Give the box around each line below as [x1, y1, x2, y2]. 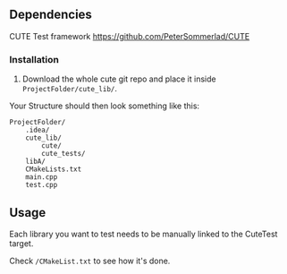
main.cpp [25, 173, 58, 182]
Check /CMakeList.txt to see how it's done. [9, 255, 171, 266]
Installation [9, 53, 60, 65]
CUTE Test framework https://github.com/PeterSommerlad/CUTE [9, 30, 250, 41]
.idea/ [25, 125, 50, 135]
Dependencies [9, 7, 92, 22]
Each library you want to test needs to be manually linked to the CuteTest [9, 228, 278, 239]
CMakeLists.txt [25, 165, 82, 174]
